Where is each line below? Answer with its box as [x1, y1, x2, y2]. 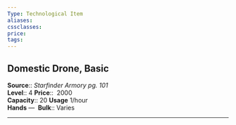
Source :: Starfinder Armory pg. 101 [7, 81, 109, 89]
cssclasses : [7, 23, 42, 30]
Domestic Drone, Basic [7, 63, 110, 74]
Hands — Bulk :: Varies [7, 103, 75, 112]
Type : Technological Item [7, 10, 83, 18]
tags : [7, 37, 23, 44]
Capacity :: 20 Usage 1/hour [7, 96, 88, 104]
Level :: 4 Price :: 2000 [7, 88, 72, 97]
